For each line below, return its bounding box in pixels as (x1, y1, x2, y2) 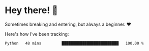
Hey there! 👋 (5, 5, 58, 16)
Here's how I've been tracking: (5, 31, 69, 37)
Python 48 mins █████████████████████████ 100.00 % (5, 40, 144, 46)
